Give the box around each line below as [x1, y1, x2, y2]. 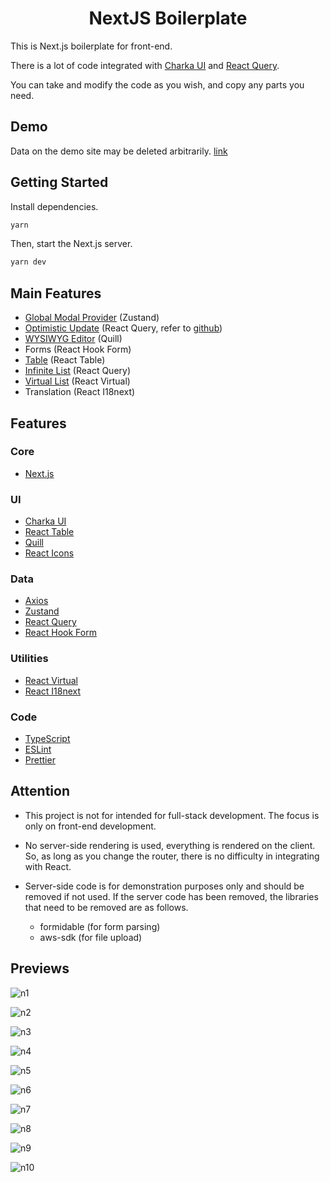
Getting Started [10, 174, 109, 191]
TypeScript [24, 733, 71, 744]
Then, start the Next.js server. [10, 238, 133, 250]
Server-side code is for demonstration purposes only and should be [24, 880, 305, 892]
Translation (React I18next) [24, 386, 136, 398]
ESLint [24, 743, 52, 755]
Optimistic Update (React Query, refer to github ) [24, 322, 223, 334]
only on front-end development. [24, 820, 157, 832]
